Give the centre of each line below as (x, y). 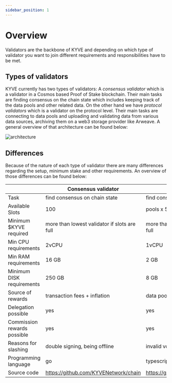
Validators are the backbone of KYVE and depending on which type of (79, 50)
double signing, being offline (80, 347)
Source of (20, 293)
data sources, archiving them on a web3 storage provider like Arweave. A (83, 122)
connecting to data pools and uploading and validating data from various (82, 116)
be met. (13, 61)
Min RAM (19, 257)
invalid (154, 347)
